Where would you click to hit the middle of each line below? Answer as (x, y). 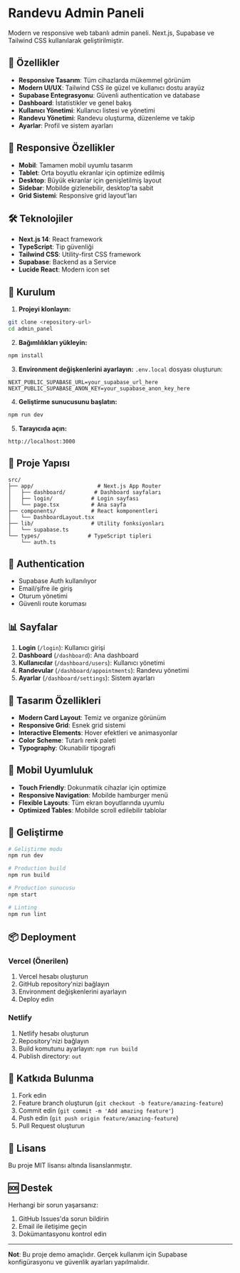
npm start (23, 895)
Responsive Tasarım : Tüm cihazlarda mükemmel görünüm (104, 80)
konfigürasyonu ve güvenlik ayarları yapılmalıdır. (79, 1262)
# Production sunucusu (42, 888)
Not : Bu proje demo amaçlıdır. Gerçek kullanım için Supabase (98, 1254)
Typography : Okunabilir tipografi (67, 748)
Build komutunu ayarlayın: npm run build (78, 1048)
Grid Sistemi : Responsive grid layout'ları (78, 195)
